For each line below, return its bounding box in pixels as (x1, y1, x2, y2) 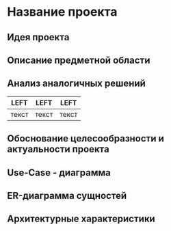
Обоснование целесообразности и (7, 133, 164, 144)
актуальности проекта (7, 144, 109, 155)
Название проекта (7, 4, 118, 20)
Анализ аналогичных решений (7, 78, 146, 90)
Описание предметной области (7, 54, 150, 66)
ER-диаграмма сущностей (7, 189, 127, 202)
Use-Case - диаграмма (7, 167, 111, 178)
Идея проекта (7, 31, 70, 43)
